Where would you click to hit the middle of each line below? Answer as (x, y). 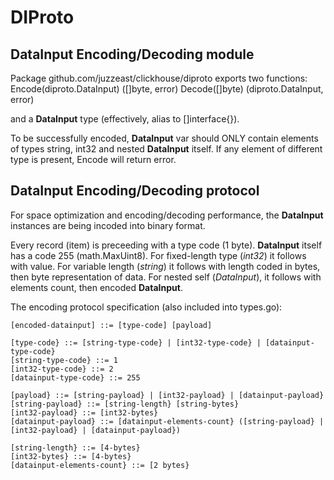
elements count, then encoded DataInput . (96, 287)
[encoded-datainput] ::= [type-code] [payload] (111, 325)
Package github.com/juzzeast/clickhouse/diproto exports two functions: (159, 78)
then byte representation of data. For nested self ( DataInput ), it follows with (166, 277)
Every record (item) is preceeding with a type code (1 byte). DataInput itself (166, 245)
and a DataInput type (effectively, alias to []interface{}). (125, 119)
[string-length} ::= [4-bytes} (75, 447)
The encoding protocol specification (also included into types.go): (146, 307)
